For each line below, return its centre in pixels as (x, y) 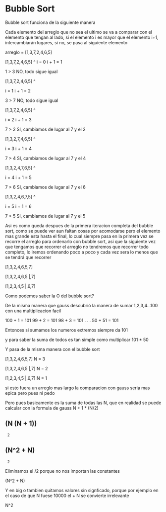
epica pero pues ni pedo (30, 393)
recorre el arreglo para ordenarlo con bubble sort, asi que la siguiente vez (81, 241)
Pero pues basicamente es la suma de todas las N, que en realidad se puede (83, 403)
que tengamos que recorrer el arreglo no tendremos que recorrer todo (77, 247)
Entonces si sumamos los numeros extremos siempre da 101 (66, 330)
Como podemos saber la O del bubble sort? (50, 296)
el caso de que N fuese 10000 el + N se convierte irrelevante (67, 496)
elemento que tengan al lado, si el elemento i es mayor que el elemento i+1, (82, 37)
